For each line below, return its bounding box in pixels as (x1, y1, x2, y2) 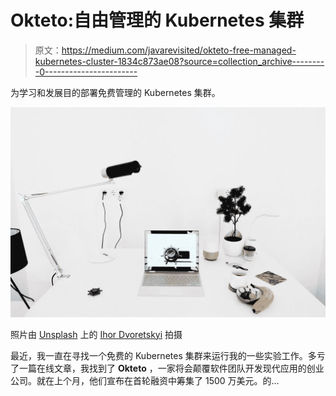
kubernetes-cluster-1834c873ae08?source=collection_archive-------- (34, 55, 325, 67)
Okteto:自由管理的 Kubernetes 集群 (10, 9, 305, 32)
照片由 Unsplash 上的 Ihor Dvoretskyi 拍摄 (10, 328, 183, 340)
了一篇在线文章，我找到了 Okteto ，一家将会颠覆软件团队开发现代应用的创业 (10, 362, 325, 374)
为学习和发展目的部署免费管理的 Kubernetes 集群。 (10, 86, 221, 98)
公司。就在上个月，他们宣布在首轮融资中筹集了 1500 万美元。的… (10, 374, 280, 386)
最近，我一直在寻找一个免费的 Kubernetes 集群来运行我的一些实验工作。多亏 (10, 349, 326, 361)
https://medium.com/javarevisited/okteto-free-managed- (61, 44, 297, 56)
